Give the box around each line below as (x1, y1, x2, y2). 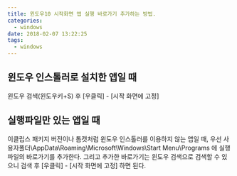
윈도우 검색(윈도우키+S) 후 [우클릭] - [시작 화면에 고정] (7, 92, 159, 100)
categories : (7, 17, 43, 24)
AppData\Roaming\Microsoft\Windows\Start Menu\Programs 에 (32, 143, 218, 152)
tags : (7, 37, 23, 44)
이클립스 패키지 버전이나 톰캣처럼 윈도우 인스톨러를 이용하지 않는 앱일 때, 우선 (7, 134, 222, 143)
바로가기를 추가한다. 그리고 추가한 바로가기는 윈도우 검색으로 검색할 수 (26, 152, 221, 160)
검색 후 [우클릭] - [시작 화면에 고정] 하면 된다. (20, 161, 147, 170)
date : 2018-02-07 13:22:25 (7, 30, 88, 38)
